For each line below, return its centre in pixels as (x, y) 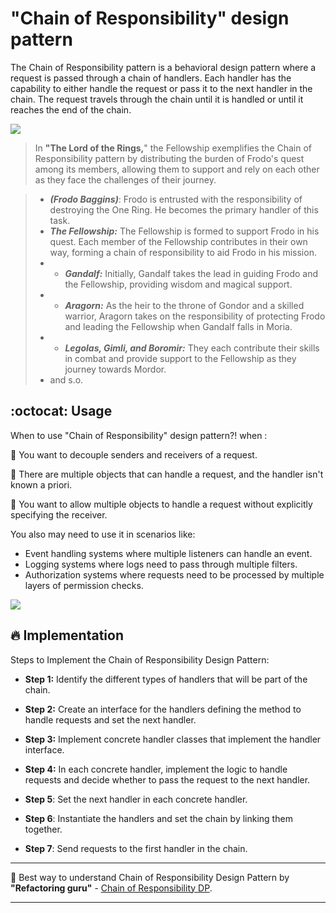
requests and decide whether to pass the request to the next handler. (167, 779)
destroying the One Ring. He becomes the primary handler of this (184, 209)
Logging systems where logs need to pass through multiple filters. (161, 564)
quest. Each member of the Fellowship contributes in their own (178, 241)
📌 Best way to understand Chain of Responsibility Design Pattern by (150, 877)
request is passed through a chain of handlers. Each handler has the (151, 78)
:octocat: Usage (61, 411)
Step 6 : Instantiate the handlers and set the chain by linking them (158, 818)
